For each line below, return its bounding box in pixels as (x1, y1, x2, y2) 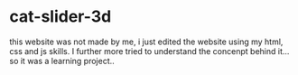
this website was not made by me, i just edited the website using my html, (9, 36, 284, 47)
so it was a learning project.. (9, 55, 115, 66)
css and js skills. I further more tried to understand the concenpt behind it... (9, 45, 290, 56)
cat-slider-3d (9, 6, 112, 27)
